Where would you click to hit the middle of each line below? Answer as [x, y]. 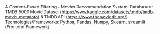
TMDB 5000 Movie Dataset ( [33, 12]
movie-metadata [22, 17]
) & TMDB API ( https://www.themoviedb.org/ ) [83, 17]
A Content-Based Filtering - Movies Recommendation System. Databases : [79, 7]
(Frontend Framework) [27, 27]
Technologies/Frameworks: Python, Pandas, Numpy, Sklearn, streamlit [75, 22]
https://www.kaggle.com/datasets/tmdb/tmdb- [108, 12]
